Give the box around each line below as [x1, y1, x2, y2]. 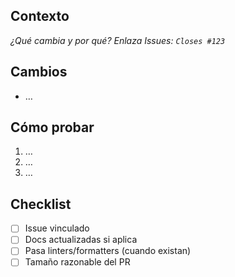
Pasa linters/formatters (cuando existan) [24, 245, 192, 257]
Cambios [10, 64, 68, 81]
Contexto [10, 8, 70, 25]
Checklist [10, 195, 72, 213]
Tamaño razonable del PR [24, 256, 131, 268]
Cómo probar [10, 119, 95, 136]
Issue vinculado [24, 222, 90, 234]
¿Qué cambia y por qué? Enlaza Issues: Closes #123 [10, 34, 226, 46]
